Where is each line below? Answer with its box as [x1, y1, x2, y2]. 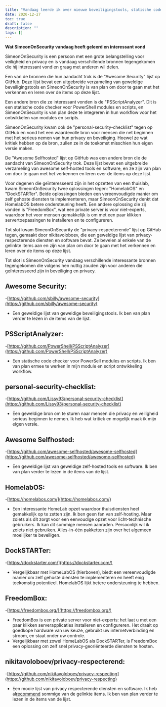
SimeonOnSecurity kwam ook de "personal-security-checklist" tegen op [5, 124, 153, 130]
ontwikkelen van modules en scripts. [5, 115, 80, 120]
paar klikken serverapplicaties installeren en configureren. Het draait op [12, 622, 159, 628]
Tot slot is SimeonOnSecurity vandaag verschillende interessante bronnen [5, 257, 156, 263]
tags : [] [5, 30, 23, 35]
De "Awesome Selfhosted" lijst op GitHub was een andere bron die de [5, 155, 147, 161]
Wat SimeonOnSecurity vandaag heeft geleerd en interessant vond [5, 44, 146, 50]
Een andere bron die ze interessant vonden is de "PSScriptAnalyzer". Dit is [5, 99, 157, 104]
